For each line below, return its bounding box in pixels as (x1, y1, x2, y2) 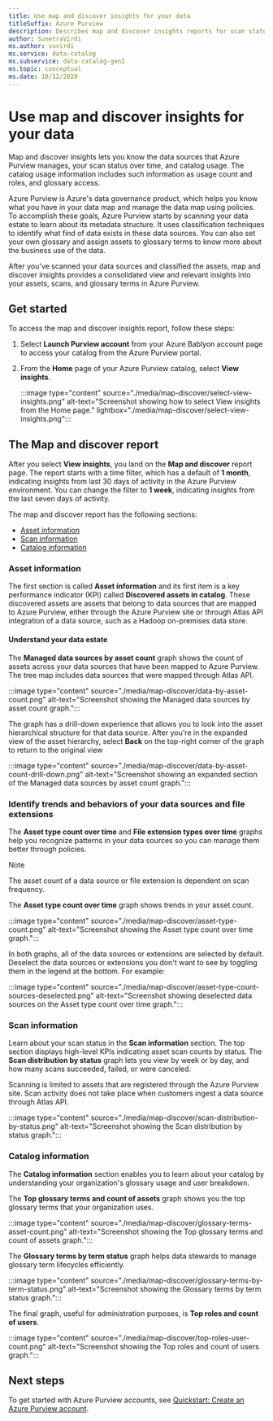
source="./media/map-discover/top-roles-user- (90, 1332, 250, 1343)
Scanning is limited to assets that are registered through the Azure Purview (8, 1080, 259, 1090)
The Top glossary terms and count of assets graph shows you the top (8, 1193, 245, 1203)
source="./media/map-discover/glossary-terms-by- (90, 1275, 263, 1285)
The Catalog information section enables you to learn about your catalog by (8, 1169, 265, 1178)
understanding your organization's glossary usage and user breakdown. (8, 1178, 250, 1187)
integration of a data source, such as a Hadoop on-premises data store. (8, 616, 248, 626)
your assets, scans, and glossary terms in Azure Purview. (8, 278, 201, 288)
